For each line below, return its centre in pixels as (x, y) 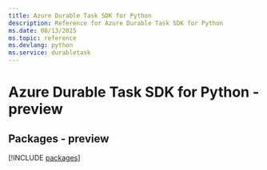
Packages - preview (59, 138)
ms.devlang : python (41, 45)
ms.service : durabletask (50, 53)
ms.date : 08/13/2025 (43, 30)
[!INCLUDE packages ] (44, 158)
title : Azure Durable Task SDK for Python (80, 16)
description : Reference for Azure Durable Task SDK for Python (116, 23)
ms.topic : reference (43, 38)
